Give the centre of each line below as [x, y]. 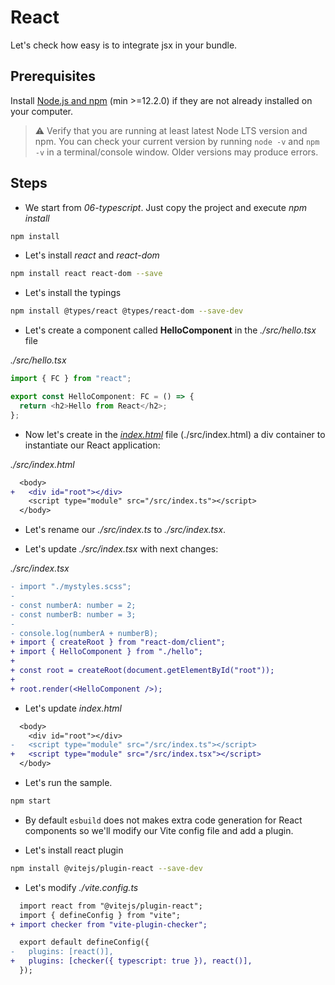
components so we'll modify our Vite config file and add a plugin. [159, 830]
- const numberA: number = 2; [73, 605]
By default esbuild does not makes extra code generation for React [163, 820]
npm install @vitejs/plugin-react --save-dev [106, 868]
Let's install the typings [73, 293]
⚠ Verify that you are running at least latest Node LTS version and [171, 130]
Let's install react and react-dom [92, 255]
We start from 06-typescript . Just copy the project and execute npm [165, 207]
